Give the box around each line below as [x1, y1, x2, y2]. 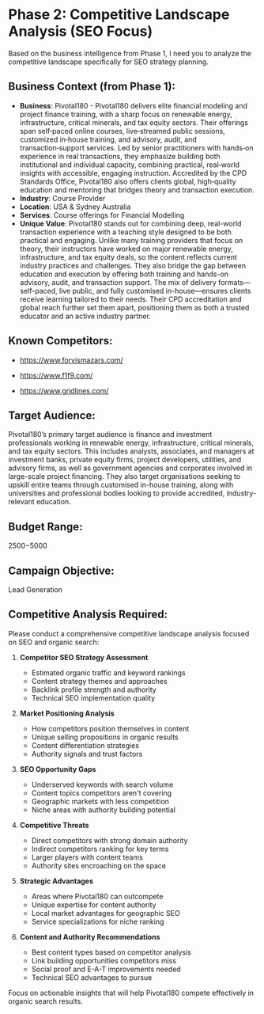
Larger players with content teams [31, 853, 144, 862]
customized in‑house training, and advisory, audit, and [19, 135, 198, 144]
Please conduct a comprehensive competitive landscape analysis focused [8, 629, 250, 638]
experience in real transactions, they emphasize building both [19, 151, 221, 161]
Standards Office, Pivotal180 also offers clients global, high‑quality [19, 177, 236, 186]
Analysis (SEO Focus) [8, 22, 153, 40]
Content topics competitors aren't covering [31, 788, 172, 797]
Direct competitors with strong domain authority [31, 835, 188, 845]
